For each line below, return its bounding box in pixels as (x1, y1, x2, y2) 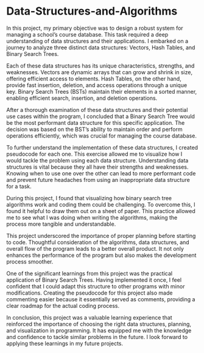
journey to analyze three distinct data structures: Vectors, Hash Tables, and (6, 44, 195, 51)
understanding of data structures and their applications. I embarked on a (6, 37, 189, 44)
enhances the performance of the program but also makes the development (6, 251, 197, 259)
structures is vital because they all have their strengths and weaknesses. (6, 163, 189, 170)
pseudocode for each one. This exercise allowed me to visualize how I (6, 150, 183, 158)
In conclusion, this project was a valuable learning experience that (6, 313, 172, 321)
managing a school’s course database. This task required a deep (6, 30, 169, 38)
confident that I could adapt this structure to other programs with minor (6, 282, 185, 290)
